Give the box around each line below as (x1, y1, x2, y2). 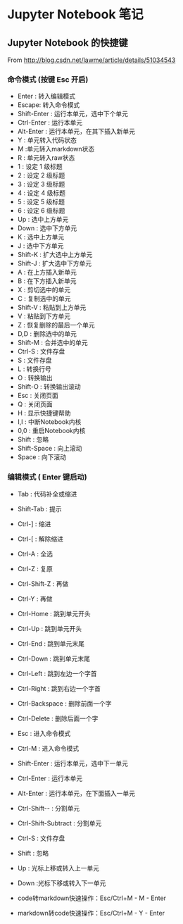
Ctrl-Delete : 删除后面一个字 (17, 714, 99, 723)
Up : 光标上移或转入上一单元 (17, 863, 100, 872)
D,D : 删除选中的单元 (17, 330, 77, 338)
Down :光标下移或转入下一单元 (17, 878, 106, 887)
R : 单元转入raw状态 (17, 154, 75, 162)
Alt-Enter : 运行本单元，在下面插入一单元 (17, 789, 136, 797)
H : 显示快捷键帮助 (17, 409, 72, 418)
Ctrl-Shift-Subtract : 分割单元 (17, 818, 102, 828)
